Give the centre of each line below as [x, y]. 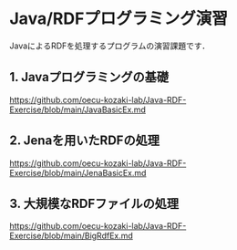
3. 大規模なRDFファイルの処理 [94, 203]
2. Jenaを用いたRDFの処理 [84, 141]
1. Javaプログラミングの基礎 [89, 77]
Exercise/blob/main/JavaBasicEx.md [77, 109]
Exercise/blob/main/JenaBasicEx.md [78, 172]
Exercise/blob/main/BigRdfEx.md [72, 236]
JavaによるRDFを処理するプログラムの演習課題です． [110, 46]
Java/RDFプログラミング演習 [118, 19]
